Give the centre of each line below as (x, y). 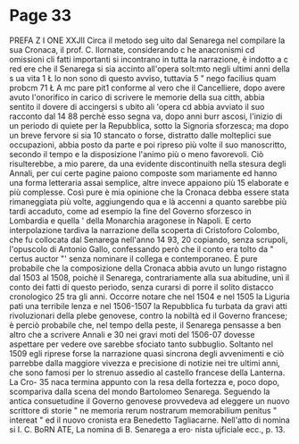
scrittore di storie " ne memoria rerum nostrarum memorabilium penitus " (143, 410)
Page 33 (41, 16)
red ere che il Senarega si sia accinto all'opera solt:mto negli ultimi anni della (149, 69)
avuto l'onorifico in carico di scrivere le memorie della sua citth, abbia (137, 97)
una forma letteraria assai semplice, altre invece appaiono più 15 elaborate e (149, 182)
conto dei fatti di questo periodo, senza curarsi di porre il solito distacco (141, 287)
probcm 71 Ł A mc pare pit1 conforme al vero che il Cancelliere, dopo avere (147, 88)
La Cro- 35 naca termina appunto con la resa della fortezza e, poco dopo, (145, 381)
